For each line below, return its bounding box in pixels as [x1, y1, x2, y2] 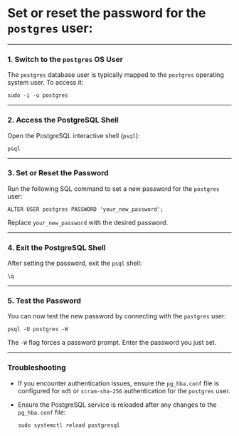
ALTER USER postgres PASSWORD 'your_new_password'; [7, 205, 164, 213]
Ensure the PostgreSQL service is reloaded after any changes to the [17, 400, 217, 409]
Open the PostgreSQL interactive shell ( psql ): [7, 131, 140, 140]
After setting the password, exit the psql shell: [7, 259, 142, 268]
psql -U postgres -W [7, 326, 69, 333]
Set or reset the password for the [7, 5, 206, 21]
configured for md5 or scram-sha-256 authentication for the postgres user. [17, 386, 230, 395]
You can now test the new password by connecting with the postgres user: [7, 312, 226, 321]
